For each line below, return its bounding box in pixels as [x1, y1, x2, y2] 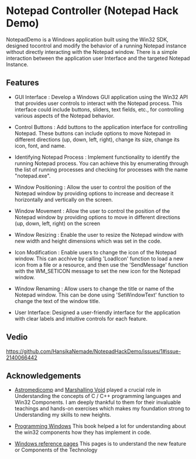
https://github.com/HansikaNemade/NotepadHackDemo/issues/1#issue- [6, 348, 181, 355]
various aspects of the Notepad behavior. [14, 112, 115, 119]
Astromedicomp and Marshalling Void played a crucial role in [14, 386, 161, 393]
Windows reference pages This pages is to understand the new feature [14, 440, 187, 447]
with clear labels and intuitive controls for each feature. [14, 315, 148, 322]
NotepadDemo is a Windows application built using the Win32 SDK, [6, 36, 169, 43]
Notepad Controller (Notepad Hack [6, 4, 179, 18]
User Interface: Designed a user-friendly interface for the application [14, 309, 181, 316]
